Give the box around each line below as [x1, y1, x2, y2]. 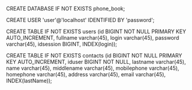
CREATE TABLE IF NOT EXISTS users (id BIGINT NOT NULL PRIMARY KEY [6, 28, 186, 35]
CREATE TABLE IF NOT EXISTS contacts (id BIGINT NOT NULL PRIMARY [6, 52, 183, 59]
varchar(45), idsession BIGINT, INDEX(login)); [6, 41, 118, 47]
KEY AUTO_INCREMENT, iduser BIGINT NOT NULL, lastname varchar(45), [6, 59, 186, 65]
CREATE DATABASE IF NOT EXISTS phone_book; [6, 5, 125, 12]
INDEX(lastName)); [6, 77, 52, 84]
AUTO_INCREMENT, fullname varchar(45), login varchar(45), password [6, 34, 180, 41]
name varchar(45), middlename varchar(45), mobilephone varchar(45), [6, 65, 180, 72]
